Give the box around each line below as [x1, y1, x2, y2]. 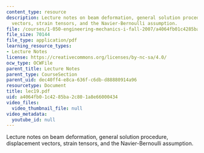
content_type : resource [6, 9, 67, 15]
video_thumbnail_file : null [12, 105, 83, 112]
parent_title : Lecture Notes [6, 65, 80, 72]
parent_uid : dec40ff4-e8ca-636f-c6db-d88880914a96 [6, 77, 137, 83]
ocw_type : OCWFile [6, 60, 53, 66]
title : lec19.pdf [6, 88, 50, 94]
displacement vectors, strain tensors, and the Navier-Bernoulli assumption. [6, 140, 194, 147]
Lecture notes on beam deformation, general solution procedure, [6, 133, 169, 141]
